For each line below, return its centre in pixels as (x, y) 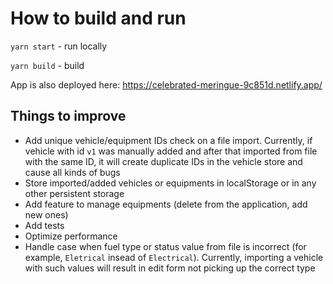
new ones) (46, 214)
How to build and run (98, 18)
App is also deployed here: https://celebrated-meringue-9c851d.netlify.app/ (166, 84)
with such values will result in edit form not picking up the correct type (170, 268)
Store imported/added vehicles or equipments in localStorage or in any (170, 183)
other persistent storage (74, 193)
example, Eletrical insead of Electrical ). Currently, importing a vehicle (174, 257)
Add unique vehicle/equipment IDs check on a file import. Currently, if (168, 140)
